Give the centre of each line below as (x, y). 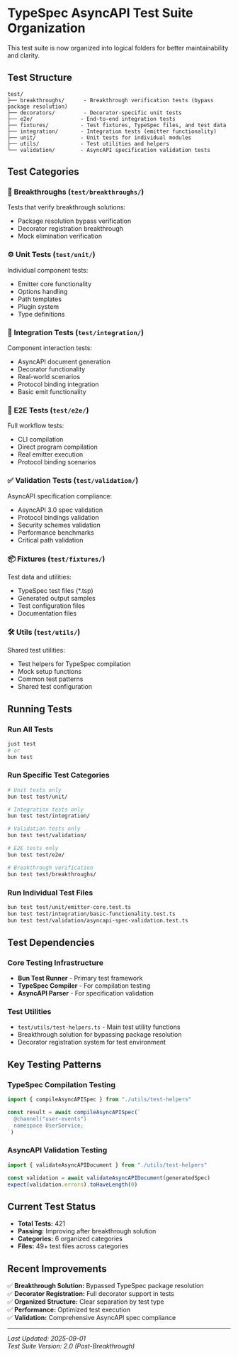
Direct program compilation (57, 447)
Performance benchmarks (56, 532)
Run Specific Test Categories (58, 775)
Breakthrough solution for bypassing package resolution (100, 1035)
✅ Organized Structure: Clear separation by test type (86, 1302)
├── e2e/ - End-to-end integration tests (91, 119)
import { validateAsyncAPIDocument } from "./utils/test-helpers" (107, 1165)
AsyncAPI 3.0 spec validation (60, 510)
